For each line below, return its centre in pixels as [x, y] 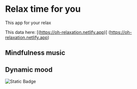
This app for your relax [28, 23]
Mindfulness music [35, 53]
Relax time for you [43, 9]
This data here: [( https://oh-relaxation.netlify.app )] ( [58, 32]
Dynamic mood [29, 70]
